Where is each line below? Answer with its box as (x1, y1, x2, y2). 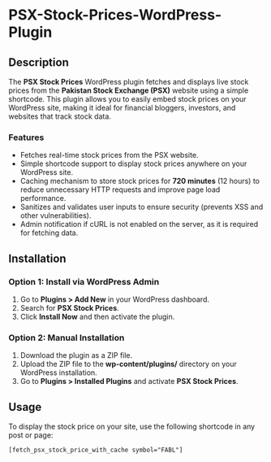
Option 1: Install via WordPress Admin (8, 276, 160, 287)
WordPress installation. (19, 368, 97, 377)
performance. (19, 194, 67, 203)
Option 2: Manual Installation (8, 332, 125, 343)
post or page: (8, 430, 54, 440)
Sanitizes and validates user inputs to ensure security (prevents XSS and (19, 202, 264, 212)
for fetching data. (19, 228, 79, 238)
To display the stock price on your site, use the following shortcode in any (8, 421, 256, 432)
